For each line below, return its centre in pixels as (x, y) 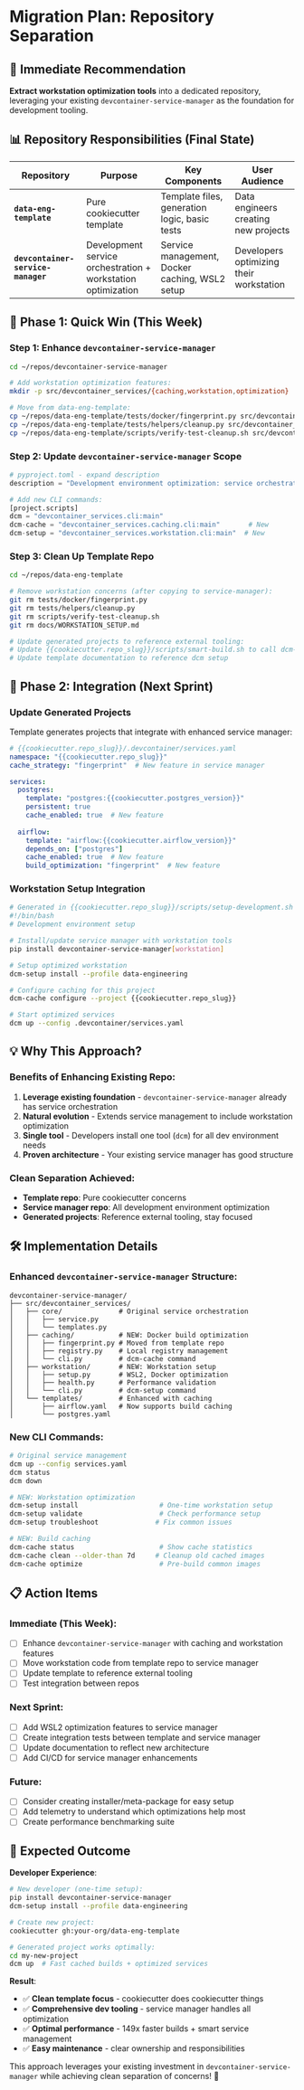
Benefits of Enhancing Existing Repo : (93, 1077)
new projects (262, 230)
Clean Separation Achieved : (72, 1177)
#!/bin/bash (32, 916)
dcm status (30, 1472)
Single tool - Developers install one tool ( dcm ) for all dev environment (150, 1135)
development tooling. (49, 110)
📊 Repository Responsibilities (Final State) (132, 140)
